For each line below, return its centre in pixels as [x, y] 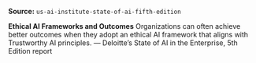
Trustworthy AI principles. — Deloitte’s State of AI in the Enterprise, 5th [123, 43]
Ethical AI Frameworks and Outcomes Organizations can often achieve [124, 26]
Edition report [30, 51]
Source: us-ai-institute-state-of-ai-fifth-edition [95, 11]
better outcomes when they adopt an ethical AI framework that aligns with [128, 35]
